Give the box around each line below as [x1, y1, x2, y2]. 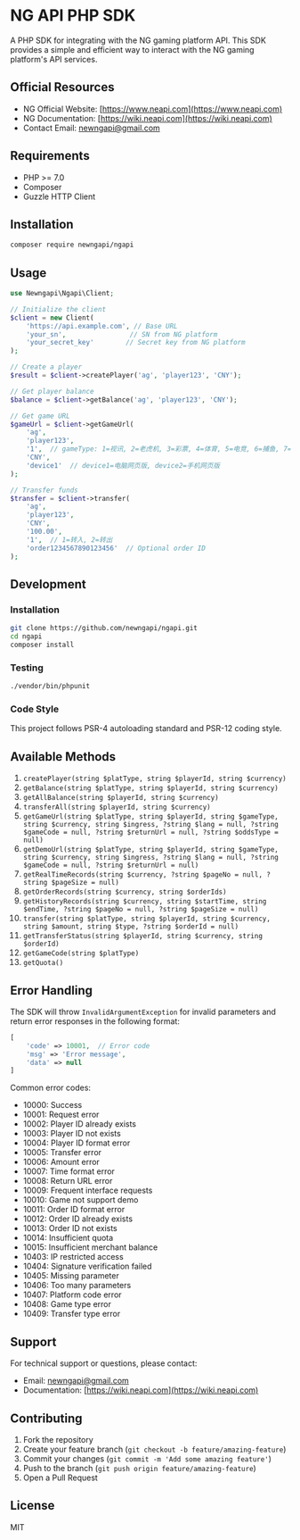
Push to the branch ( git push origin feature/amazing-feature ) [22, 1462, 256, 1473]
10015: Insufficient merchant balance [22, 1242, 158, 1253]
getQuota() [22, 959, 64, 968]
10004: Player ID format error [22, 1137, 131, 1148]
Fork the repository [22, 1434, 94, 1444]
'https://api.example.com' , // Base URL [26, 321, 178, 330]
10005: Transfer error [22, 1147, 101, 1158]
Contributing [10, 1411, 83, 1426]
